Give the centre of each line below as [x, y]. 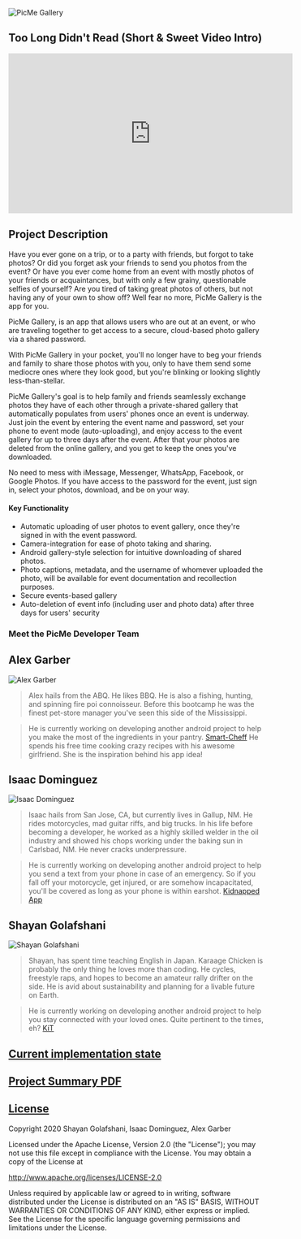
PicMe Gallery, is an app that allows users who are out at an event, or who [132, 322]
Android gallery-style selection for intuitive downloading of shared [131, 552]
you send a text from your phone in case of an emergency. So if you [142, 874]
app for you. [29, 305]
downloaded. [30, 457]
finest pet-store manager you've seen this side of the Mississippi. [138, 713]
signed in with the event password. [79, 535]
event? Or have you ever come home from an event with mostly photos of [131, 271]
